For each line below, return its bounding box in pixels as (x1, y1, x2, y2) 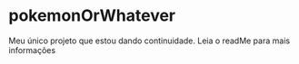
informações (8, 44, 56, 55)
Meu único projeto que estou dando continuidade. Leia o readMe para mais (8, 35, 291, 46)
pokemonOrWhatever (8, 5, 176, 26)
